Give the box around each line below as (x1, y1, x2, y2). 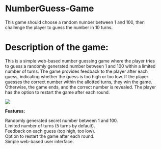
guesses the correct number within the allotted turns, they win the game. (5, 79, 153, 85)
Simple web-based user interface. (5, 138, 74, 144)
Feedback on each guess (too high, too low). (5, 128, 96, 134)
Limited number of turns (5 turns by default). (5, 122, 95, 128)
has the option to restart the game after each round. (5, 89, 110, 95)
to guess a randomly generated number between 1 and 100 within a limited (5, 63, 156, 69)
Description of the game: (5, 42, 109, 53)
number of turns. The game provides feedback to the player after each (5, 68, 148, 74)
